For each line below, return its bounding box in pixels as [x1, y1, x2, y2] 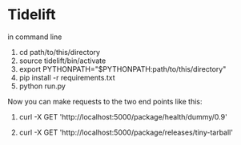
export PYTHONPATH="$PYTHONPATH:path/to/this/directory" [18, 64, 227, 73]
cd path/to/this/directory [18, 47, 101, 57]
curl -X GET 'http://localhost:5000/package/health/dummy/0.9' [18, 112, 227, 121]
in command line [7, 32, 62, 41]
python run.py [18, 81, 66, 91]
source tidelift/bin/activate [18, 56, 106, 65]
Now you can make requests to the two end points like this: [7, 96, 203, 106]
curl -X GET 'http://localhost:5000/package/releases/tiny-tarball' [18, 127, 234, 137]
